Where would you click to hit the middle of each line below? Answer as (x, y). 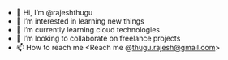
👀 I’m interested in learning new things (80, 21)
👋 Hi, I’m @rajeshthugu (54, 13)
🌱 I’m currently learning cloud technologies (88, 30)
